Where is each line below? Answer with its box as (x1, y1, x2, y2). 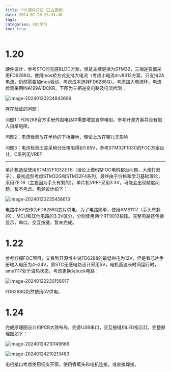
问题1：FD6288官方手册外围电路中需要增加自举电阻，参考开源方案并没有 (5, 117, 158, 123)
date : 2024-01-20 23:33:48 (5, 12, 63, 17)
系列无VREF (17, 151, 42, 157)
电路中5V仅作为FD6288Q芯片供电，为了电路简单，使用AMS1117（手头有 (5, 207, 156, 213)
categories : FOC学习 (5, 21, 47, 27)
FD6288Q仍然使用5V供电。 (5, 289, 63, 294)
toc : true (5, 27, 26, 32)
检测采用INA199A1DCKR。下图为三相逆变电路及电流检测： (5, 85, 127, 91)
